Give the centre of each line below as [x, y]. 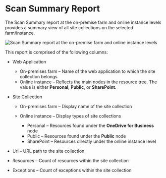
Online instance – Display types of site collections [70, 116]
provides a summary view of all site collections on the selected [69, 27]
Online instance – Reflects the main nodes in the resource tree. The [88, 82]
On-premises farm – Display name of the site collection [76, 106]
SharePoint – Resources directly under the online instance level [91, 141]
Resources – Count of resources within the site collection [70, 160]
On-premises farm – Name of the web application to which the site [87, 71]
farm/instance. [20, 33]
